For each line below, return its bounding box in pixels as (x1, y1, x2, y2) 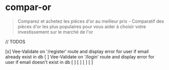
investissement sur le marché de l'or (17, 29, 93, 35)
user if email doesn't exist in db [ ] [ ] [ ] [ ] (5, 59, 93, 65)
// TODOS (5, 38, 26, 44)
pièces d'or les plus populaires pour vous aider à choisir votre (17, 23, 146, 29)
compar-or (5, 2, 51, 13)
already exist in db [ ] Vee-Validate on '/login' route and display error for (5, 53, 155, 59)
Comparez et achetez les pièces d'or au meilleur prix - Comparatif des (17, 18, 164, 24)
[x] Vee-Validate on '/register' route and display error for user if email (5, 48, 149, 54)
